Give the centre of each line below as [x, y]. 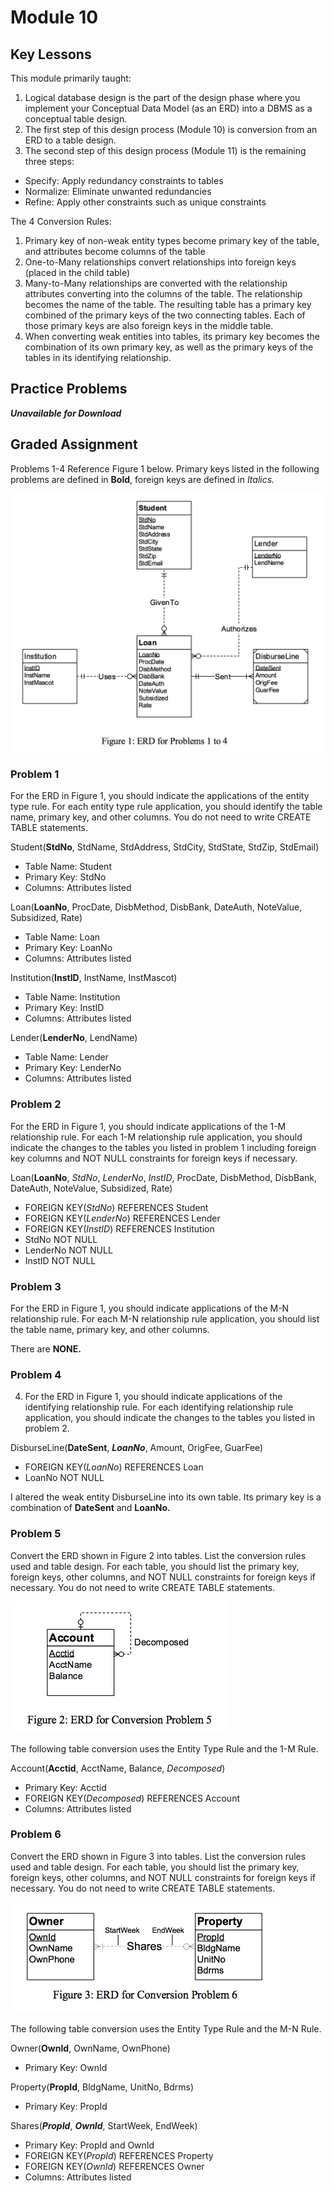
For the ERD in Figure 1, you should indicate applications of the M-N [150, 1308]
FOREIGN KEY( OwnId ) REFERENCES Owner [114, 2166]
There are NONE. [46, 1348]
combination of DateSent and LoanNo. [90, 1508]
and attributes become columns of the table [115, 251]
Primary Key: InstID [64, 1008]
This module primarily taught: [71, 78]
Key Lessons [51, 54]
